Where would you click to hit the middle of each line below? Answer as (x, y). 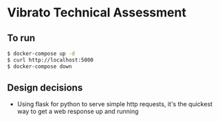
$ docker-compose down (40, 66)
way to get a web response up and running (78, 112)
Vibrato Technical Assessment (97, 13)
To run (21, 38)
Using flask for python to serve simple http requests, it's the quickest (115, 104)
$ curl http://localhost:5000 (51, 60)
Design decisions (45, 88)
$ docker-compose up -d (41, 53)
